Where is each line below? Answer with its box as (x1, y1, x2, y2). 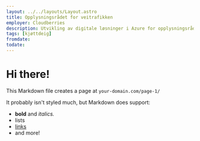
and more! (14, 129, 40, 136)
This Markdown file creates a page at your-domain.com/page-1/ (6, 87, 161, 94)
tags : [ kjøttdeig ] (6, 31, 52, 37)
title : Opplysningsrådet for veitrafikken (6, 14, 113, 20)
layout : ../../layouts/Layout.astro (6, 8, 97, 15)
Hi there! (6, 68, 50, 81)
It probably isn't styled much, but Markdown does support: (6, 99, 151, 106)
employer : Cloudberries (6, 20, 65, 26)
